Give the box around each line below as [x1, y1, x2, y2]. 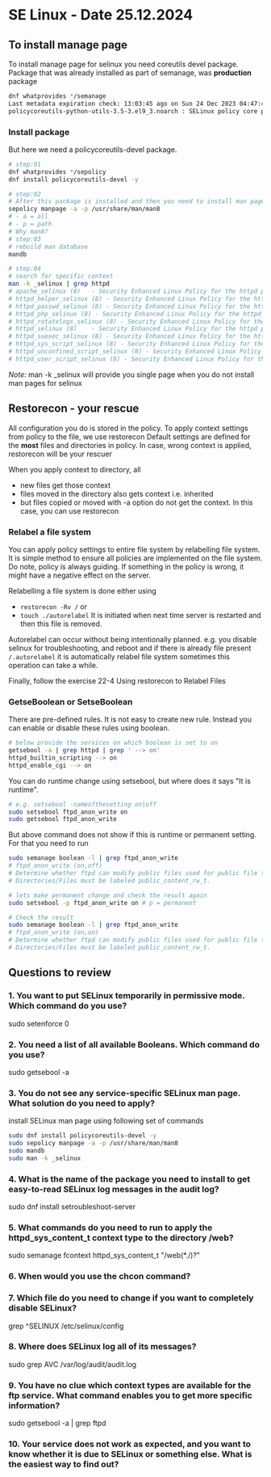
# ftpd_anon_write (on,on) [8, 929, 99, 937]
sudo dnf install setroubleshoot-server [8, 1202, 136, 1212]
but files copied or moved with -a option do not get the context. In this [19, 497, 253, 507]
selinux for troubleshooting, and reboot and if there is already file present [8, 643, 252, 653]
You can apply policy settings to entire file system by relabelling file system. [8, 544, 261, 554]
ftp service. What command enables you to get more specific [8, 1390, 252, 1401]
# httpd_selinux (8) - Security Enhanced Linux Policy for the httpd [8, 325, 258, 333]
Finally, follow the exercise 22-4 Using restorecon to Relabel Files [8, 675, 226, 685]
